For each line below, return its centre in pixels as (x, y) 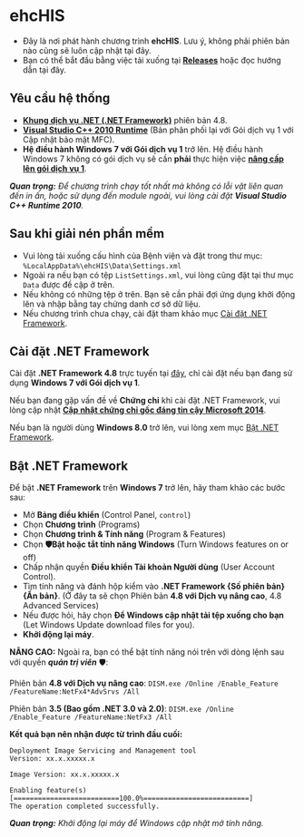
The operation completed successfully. (85, 807)
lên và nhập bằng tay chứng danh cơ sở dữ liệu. (112, 304)
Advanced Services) (61, 606)
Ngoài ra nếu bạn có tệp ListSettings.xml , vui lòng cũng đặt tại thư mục (158, 275)
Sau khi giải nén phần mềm (87, 234)
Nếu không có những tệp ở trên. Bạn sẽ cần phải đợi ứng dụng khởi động (159, 294)
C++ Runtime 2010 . (47, 205)
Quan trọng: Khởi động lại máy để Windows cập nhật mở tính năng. (137, 823)
